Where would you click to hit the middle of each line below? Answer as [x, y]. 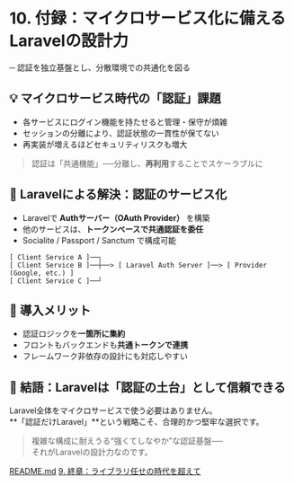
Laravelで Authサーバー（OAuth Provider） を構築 [116, 217]
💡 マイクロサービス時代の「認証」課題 [116, 98]
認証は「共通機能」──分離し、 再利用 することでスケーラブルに [147, 163]
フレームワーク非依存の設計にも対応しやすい [105, 357]
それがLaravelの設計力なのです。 [92, 452]
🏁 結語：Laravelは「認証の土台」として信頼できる [147, 387]
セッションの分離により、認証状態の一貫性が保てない [120, 133]
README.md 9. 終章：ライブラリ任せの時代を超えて [105, 472]
